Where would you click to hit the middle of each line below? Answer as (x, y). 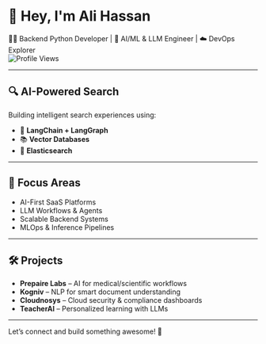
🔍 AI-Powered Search (64, 92)
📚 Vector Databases (54, 139)
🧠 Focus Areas (44, 183)
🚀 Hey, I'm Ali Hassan (80, 16)
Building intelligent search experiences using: (82, 115)
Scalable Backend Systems (64, 219)
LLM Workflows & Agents (61, 210)
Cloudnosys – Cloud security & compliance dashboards (111, 300)
